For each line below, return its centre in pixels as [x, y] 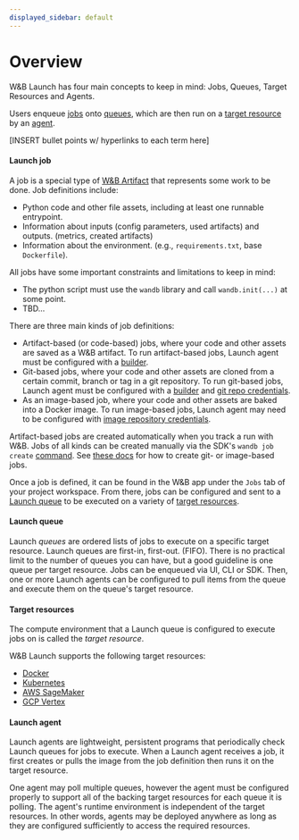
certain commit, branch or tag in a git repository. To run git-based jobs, [153, 381]
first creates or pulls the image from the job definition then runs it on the [142, 761]
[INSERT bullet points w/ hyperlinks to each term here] [109, 140]
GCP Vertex [43, 701]
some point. [44, 298]
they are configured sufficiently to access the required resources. [130, 826]
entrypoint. [42, 216]
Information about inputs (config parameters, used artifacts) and [141, 226]
